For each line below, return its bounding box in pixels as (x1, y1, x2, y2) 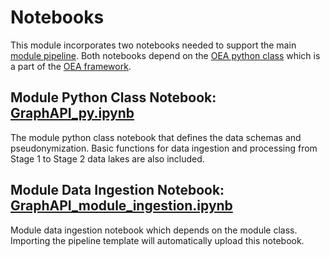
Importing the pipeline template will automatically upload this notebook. (10, 234, 305, 246)
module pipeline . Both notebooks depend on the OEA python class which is (10, 49, 321, 61)
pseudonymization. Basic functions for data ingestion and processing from (10, 142, 318, 154)
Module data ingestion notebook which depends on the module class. (10, 224, 298, 236)
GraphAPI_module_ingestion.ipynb (10, 197, 233, 215)
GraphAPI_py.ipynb (10, 105, 135, 122)
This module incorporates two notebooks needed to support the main (10, 39, 297, 51)
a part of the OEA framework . (10, 60, 132, 72)
